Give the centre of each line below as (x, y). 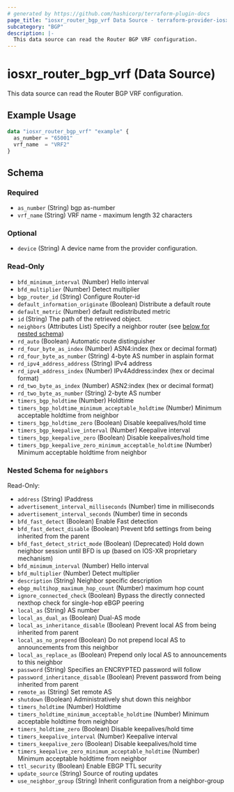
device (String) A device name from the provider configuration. (107, 248)
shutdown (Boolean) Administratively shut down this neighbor (104, 699)
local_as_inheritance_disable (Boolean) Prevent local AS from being (117, 625)
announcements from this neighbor (68, 647)
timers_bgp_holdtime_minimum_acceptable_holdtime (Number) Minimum (119, 408)
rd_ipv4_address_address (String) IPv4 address (85, 363)
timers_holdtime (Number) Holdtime (69, 706)
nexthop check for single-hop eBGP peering (81, 603)
